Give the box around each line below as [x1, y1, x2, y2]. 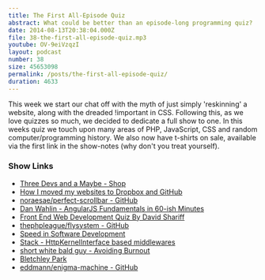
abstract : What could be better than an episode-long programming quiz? [8, 19, 253, 27]
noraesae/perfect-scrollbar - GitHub [19, 195, 138, 205]
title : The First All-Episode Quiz [8, 11, 126, 20]
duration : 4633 [8, 77, 59, 85]
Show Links [8, 161, 54, 172]
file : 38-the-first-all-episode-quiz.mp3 [8, 33, 147, 42]
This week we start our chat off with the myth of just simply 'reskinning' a [8, 99, 248, 109]
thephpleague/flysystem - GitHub [19, 220, 129, 230]
